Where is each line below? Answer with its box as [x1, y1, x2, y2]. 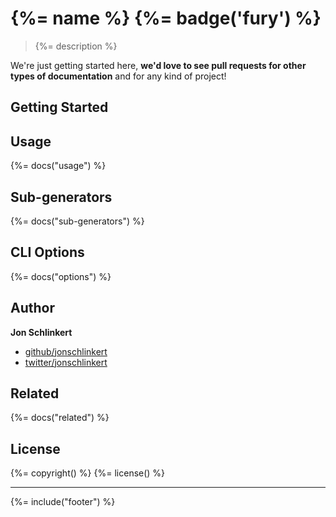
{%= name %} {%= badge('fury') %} [10, 7, 322, 30]
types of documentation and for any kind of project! [10, 70, 227, 82]
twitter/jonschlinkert [24, 356, 108, 368]
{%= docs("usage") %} [10, 160, 107, 172]
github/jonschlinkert [24, 345, 108, 357]
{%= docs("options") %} [10, 270, 112, 282]
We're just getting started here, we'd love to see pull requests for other [10, 59, 307, 71]
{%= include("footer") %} [10, 496, 116, 508]
